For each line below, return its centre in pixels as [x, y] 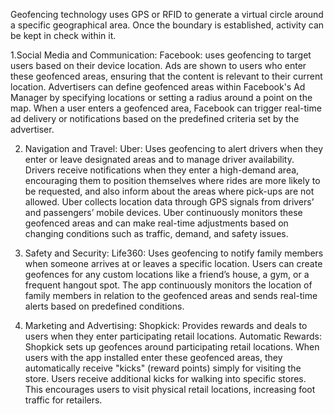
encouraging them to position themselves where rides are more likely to [172, 180]
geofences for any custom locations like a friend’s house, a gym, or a [167, 274]
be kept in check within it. [63, 35]
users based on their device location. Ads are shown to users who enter [158, 65]
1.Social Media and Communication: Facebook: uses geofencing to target [161, 55]
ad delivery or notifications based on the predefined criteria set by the [155, 118]
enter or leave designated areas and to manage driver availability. [159, 159]
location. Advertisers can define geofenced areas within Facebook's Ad [158, 87]
